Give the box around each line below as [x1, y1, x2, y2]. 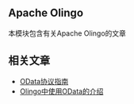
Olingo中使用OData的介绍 [19, 87, 104, 96]
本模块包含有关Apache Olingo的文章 [8, 28, 127, 38]
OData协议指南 [19, 76, 69, 86]
